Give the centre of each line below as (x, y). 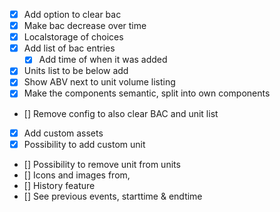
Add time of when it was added (103, 60)
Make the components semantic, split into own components (147, 93)
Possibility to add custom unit (84, 144)
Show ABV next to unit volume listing (99, 82)
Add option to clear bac (72, 14)
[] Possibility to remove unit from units (102, 164)
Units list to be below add (76, 71)
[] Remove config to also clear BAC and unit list (121, 113)
